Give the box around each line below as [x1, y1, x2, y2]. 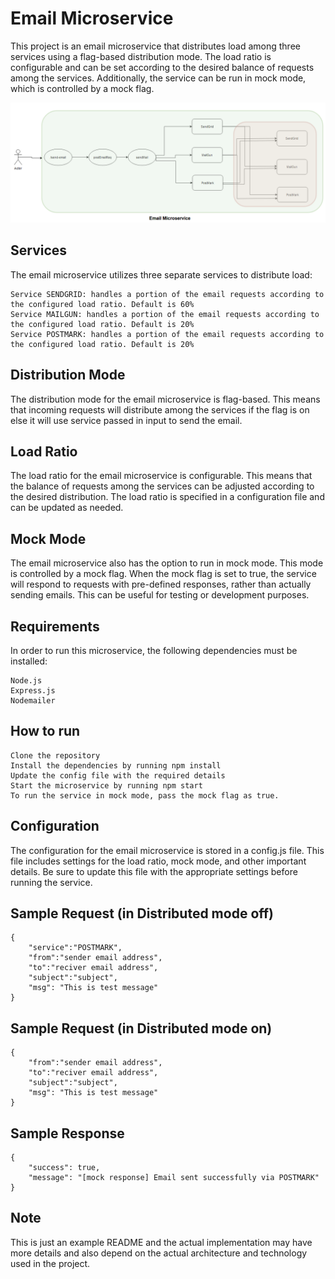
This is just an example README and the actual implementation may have [10, 1236, 313, 1248]
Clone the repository [10, 750, 101, 761]
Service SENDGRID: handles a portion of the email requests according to [10, 289, 325, 299]
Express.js [10, 685, 56, 696]
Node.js [10, 675, 43, 686]
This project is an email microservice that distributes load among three [10, 40, 301, 52]
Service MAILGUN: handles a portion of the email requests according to [10, 309, 320, 319]
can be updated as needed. [10, 502, 124, 514]
